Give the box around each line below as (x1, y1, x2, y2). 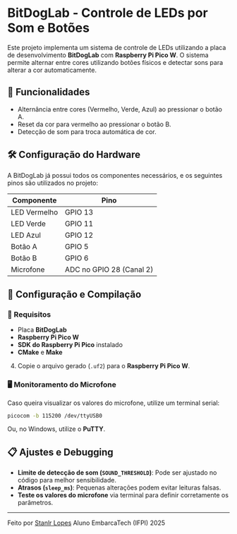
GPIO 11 (64, 219, 94, 229)
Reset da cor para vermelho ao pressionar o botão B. (17, 120, 171, 128)
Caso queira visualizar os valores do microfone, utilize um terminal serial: (7, 399, 220, 407)
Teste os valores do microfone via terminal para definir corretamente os (17, 491, 229, 499)
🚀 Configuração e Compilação (7, 288, 142, 301)
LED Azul (11, 230, 41, 240)
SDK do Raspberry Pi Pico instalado (17, 341, 123, 349)
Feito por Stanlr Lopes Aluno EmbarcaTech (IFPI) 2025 (7, 518, 166, 527)
